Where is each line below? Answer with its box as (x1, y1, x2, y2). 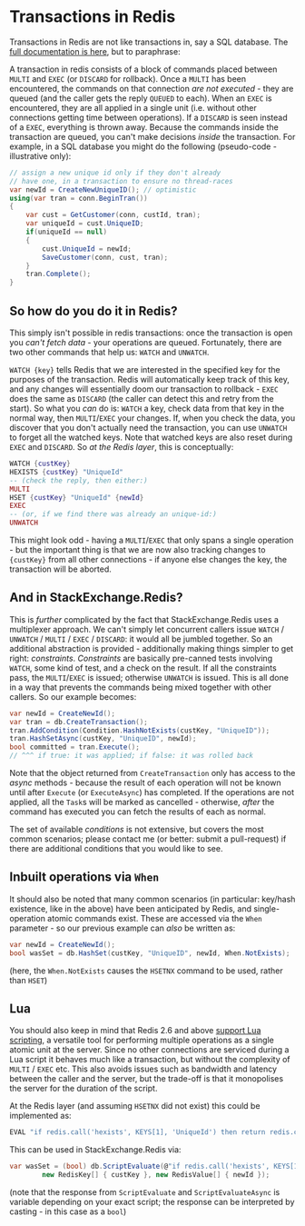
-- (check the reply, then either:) (9, 475, 148, 485)
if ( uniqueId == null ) (25, 227, 107, 237)
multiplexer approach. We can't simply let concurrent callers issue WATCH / (9, 623, 284, 634)
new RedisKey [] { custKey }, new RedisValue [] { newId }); (42, 1171, 271, 1180)
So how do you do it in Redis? (9, 303, 179, 319)
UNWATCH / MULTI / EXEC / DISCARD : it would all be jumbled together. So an (9, 633, 273, 644)
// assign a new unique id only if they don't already (9, 168, 221, 177)
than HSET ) (9, 974, 48, 985)
